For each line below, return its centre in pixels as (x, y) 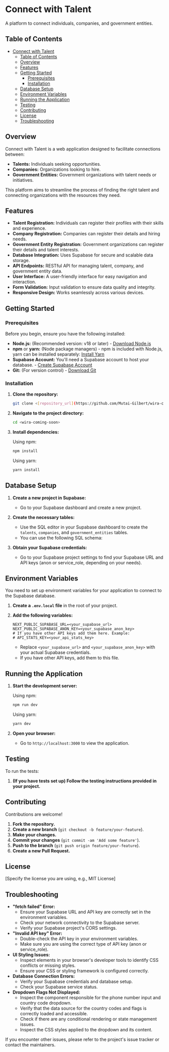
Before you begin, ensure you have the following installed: (65, 334)
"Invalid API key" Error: (37, 934)
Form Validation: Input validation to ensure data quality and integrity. (84, 287)
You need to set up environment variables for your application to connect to (83, 590)
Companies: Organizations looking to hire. (57, 169)
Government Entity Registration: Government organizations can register (88, 244)
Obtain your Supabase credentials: (50, 547)
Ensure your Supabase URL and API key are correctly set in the (85, 912)
